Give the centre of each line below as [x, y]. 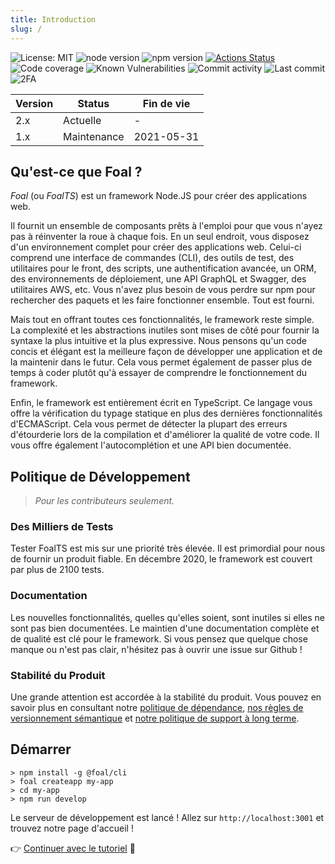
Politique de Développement [100, 476]
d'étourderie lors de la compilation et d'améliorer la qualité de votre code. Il [165, 435]
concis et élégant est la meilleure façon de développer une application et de [166, 352]
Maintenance [94, 136]
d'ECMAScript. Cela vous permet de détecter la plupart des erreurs [149, 424]
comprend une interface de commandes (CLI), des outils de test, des [152, 258]
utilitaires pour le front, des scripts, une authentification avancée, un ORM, [163, 268]
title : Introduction [53, 19]
